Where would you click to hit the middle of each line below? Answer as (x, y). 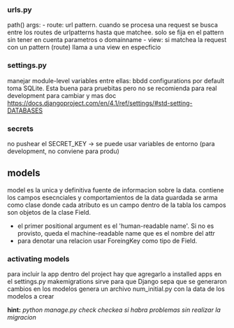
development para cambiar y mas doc (62, 95)
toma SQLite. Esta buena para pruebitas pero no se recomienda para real (112, 88)
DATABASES (25, 110)
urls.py (20, 10)
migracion (22, 317)
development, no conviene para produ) (64, 151)
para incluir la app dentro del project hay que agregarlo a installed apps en (115, 274)
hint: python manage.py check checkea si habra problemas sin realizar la (114, 310)
